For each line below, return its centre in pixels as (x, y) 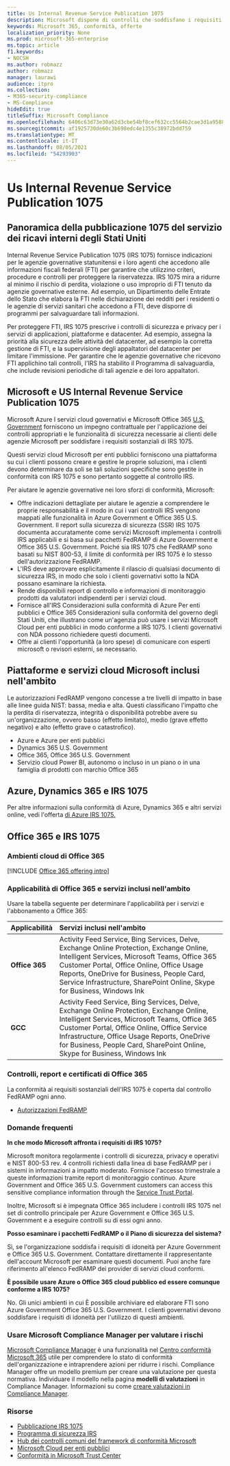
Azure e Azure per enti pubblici (61, 740)
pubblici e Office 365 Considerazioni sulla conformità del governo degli (117, 612)
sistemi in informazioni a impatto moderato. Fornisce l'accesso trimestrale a (114, 1170)
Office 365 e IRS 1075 (54, 836)
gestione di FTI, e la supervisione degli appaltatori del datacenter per (104, 348)
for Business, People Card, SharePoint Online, (132, 1045)
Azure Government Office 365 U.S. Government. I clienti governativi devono (114, 1309)
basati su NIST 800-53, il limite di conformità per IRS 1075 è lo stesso (114, 554)
